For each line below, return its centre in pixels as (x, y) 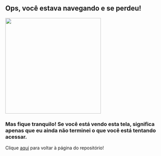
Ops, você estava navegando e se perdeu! (73, 8)
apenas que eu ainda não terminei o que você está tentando (81, 131)
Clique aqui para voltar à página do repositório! (55, 148)
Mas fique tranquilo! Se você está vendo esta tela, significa (80, 124)
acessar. (16, 137)
